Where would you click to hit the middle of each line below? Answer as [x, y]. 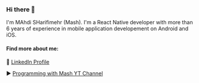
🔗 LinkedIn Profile [28, 62]
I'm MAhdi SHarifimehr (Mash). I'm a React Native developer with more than [99, 23]
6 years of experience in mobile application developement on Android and [97, 28]
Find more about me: [32, 48]
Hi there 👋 [21, 9]
